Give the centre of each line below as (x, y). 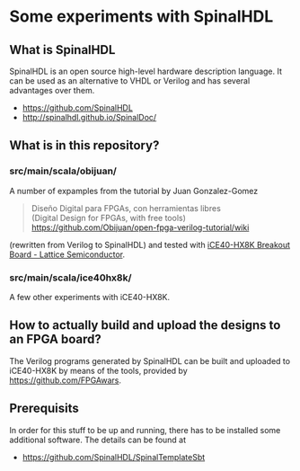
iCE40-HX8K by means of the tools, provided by (99, 370)
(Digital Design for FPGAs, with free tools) (109, 218)
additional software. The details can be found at (98, 440)
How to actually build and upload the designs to (145, 325)
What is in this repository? (84, 146)
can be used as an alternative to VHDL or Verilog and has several (130, 81)
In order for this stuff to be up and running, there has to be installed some (145, 430)
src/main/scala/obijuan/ (63, 171)
